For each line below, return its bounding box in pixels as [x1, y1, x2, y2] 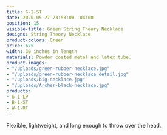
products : [6, 88, 32, 94]
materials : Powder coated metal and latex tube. [6, 54, 132, 60]
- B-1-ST [6, 99, 29, 105]
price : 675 [6, 43, 34, 49]
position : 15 [6, 20, 39, 26]
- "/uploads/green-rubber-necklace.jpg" [6, 65, 111, 72]
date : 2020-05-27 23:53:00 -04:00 [6, 15, 94, 21]
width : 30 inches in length [6, 49, 78, 55]
